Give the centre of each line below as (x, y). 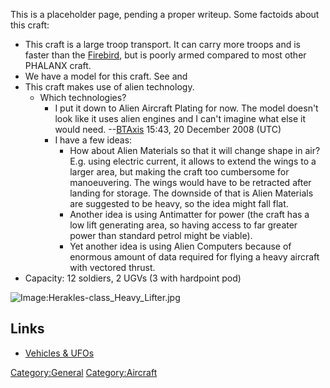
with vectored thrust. (112, 267)
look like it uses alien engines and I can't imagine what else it (180, 118)
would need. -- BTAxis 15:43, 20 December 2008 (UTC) (168, 129)
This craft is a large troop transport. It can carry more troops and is (162, 44)
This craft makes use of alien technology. (109, 87)
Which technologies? (83, 97)
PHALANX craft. (58, 65)
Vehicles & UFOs (59, 353)
